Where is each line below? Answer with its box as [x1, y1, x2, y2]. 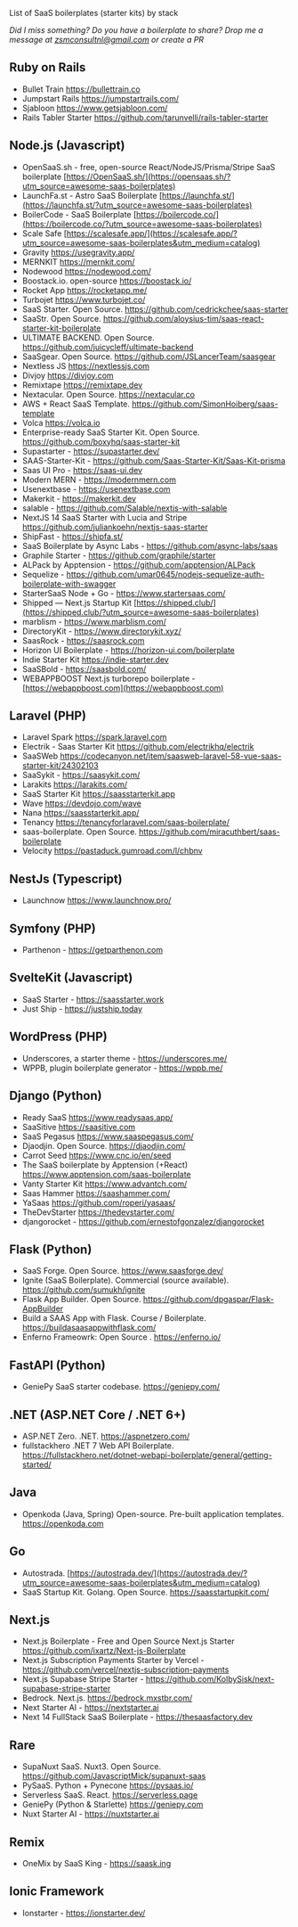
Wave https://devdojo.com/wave [21, 798, 142, 809]
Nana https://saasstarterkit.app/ [21, 808, 140, 818]
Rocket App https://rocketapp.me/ [21, 284, 148, 295]
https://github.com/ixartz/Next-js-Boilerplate [21, 1645, 187, 1656]
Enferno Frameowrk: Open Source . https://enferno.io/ [21, 1332, 221, 1342]
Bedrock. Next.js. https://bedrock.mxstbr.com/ [21, 1693, 193, 1703]
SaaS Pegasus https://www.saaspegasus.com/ [21, 1131, 194, 1142]
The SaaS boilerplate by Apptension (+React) [21, 1159, 189, 1170]
